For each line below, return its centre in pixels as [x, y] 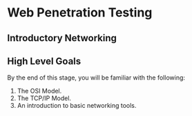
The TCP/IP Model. [44, 98]
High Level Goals [44, 61]
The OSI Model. [39, 91]
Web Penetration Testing [80, 13]
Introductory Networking [62, 38]
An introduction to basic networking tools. [77, 106]
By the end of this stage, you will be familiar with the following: [96, 78]
